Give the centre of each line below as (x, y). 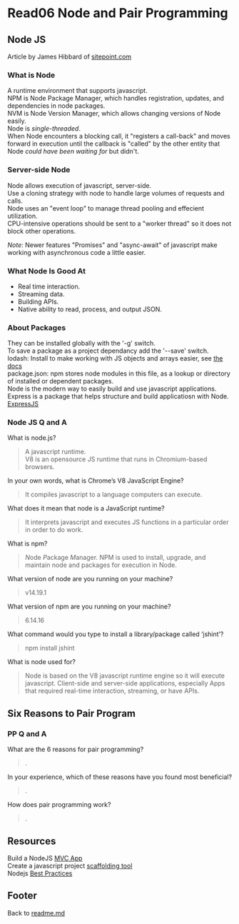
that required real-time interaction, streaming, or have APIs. (112, 691)
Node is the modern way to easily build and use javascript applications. (112, 389)
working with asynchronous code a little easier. (77, 252)
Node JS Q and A (37, 423)
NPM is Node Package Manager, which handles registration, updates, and (116, 99)
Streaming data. (41, 293)
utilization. (22, 216)
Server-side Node (39, 170)
